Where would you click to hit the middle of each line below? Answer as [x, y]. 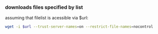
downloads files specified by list [44, 7]
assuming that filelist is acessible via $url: [47, 18]
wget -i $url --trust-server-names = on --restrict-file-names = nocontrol [79, 27]
